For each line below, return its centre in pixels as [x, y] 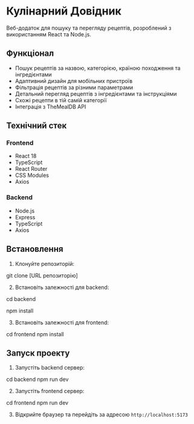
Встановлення [35, 249]
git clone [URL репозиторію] [42, 275]
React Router [31, 169]
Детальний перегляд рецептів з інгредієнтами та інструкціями [96, 94]
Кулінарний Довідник [64, 11]
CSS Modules [32, 175]
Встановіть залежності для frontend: [62, 322]
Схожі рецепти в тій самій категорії [61, 100]
